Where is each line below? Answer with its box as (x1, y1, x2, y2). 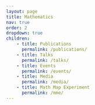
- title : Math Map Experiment (16, 85, 90, 90)
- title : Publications (16, 41, 72, 47)
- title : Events (16, 62, 57, 69)
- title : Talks (16, 52, 54, 58)
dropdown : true (6, 30, 43, 36)
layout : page (6, 8, 38, 15)
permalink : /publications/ (21, 47, 87, 52)
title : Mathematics (6, 14, 54, 20)
